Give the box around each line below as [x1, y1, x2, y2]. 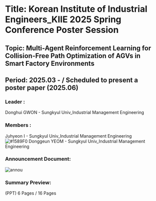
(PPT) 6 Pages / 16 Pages [5, 190, 56, 196]
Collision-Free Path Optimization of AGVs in [5, 52, 141, 60]
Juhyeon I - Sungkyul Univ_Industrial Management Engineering [5, 133, 132, 139]
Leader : [5, 98, 25, 105]
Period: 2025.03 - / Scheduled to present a [5, 76, 138, 84]
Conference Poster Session [5, 25, 119, 35]
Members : [5, 122, 32, 129]
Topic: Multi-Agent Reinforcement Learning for [5, 44, 152, 52]
